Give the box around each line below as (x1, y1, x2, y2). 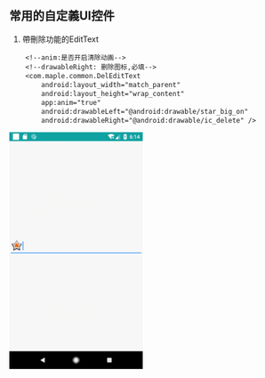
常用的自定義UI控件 (9, 8, 116, 24)
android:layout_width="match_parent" (41, 80, 181, 89)
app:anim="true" (41, 98, 101, 107)
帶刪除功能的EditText (21, 34, 100, 44)
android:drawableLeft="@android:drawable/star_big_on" (41, 107, 249, 116)
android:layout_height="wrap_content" (41, 89, 185, 98)
